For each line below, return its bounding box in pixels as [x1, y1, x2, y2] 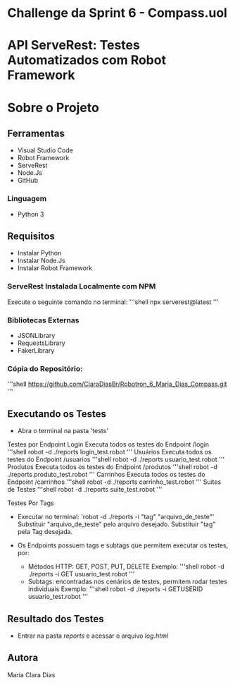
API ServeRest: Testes [7, 37, 141, 54]
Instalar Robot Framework [17, 264, 93, 272]
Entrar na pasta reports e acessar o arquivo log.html [17, 631, 169, 640]
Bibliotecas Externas [7, 315, 80, 325]
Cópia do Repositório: [7, 364, 83, 373]
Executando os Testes [7, 408, 107, 420]
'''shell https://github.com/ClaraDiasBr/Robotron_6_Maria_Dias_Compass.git [7, 380, 227, 389]
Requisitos [7, 231, 55, 243]
